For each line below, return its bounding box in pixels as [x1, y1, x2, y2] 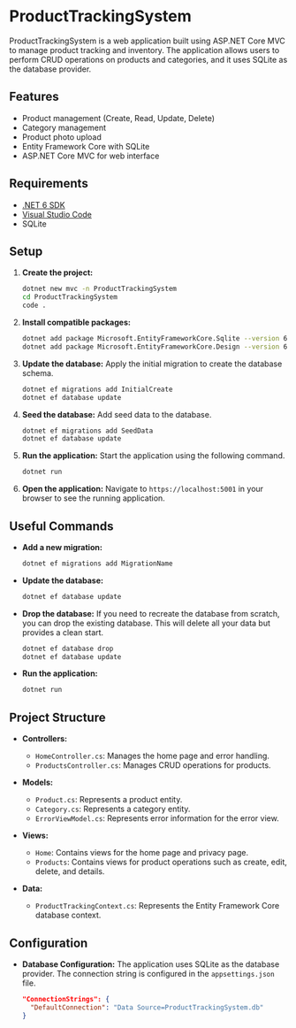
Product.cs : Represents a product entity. [34, 794, 183, 805]
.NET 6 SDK [21, 199, 65, 210]
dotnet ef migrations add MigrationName [21, 559, 173, 568]
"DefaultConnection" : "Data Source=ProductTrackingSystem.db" [30, 1002, 264, 1012]
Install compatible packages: [21, 317, 131, 327]
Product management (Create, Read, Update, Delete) [21, 112, 215, 123]
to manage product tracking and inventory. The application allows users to [9, 44, 280, 55]
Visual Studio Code [21, 209, 93, 219]
